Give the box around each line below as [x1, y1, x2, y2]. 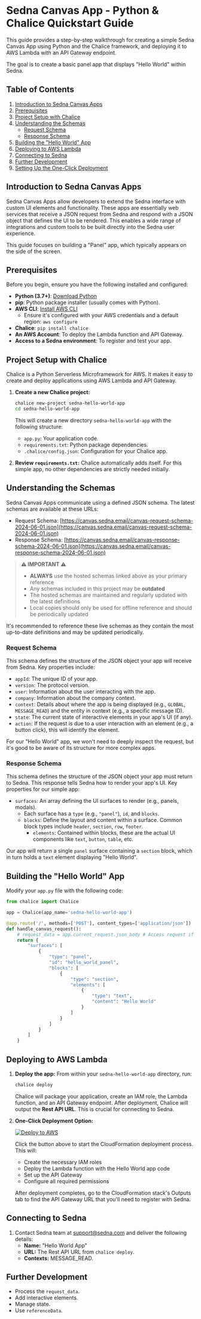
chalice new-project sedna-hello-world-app [14, 400, 126, 406]
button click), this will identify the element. [14, 727, 120, 734]
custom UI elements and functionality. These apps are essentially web [6, 204, 179, 211]
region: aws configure [23, 318, 78, 325]
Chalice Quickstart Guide [6, 16, 134, 30]
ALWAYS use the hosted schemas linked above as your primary [29, 572, 187, 579]
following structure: [14, 423, 63, 430]
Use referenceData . [14, 1307, 63, 1314]
